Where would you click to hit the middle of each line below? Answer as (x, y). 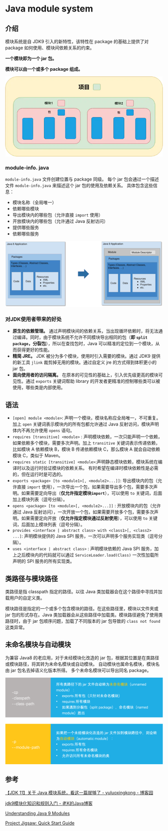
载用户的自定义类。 (25, 598)
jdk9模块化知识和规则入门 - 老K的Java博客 (49, 803)
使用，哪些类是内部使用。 (39, 387)
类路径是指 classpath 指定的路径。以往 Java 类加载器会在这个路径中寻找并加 (84, 591)
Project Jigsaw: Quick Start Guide (40, 823)
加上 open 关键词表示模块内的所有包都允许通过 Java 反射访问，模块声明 (85, 424)
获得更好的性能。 (34, 350)
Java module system (49, 9)
